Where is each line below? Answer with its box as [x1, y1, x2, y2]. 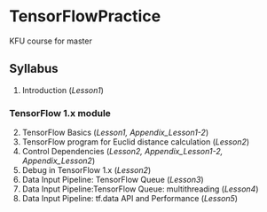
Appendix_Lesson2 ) [21, 155, 96, 166]
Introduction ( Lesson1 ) [21, 84, 105, 95]
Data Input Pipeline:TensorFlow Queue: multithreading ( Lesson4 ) [21, 184, 259, 194]
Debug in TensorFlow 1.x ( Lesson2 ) [21, 165, 152, 176]
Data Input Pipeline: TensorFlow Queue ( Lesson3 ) [21, 175, 204, 185]
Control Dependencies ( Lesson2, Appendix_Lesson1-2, [21, 146, 224, 157]
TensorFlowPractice [9, 6, 161, 27]
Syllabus [9, 61, 59, 76]
